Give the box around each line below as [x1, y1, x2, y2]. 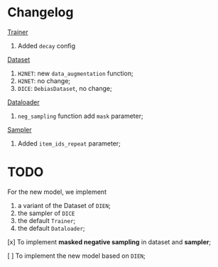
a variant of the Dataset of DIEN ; [17, 201, 111, 209]
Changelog [7, 4, 74, 21]
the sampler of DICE [17, 209, 75, 217]
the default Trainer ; [17, 216, 76, 224]
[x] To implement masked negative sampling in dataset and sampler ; [7, 237, 212, 246]
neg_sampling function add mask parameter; [17, 111, 143, 120]
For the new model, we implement [7, 187, 107, 196]
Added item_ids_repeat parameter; [17, 139, 121, 148]
